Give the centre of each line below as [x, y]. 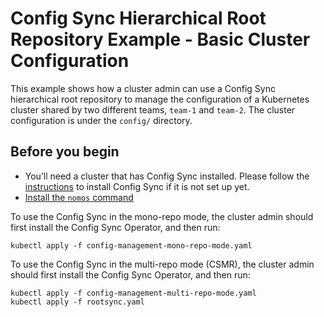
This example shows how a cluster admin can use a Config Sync [143, 88]
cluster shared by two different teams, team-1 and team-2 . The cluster [153, 109]
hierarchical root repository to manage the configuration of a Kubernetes [160, 99]
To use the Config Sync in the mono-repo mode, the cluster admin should [162, 216]
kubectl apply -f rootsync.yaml [77, 302]
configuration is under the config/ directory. [101, 120]
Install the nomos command [79, 197]
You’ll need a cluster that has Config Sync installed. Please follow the [167, 176]
